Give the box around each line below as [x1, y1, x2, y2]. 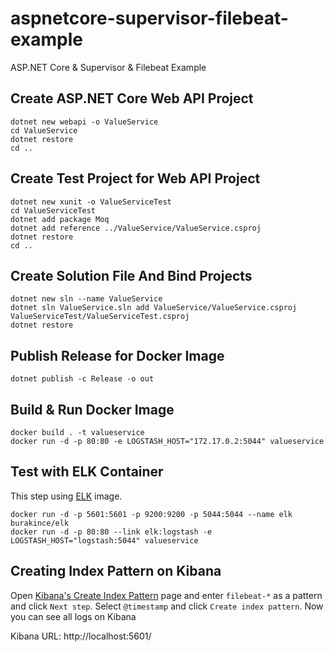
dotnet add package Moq [10, 214, 110, 224]
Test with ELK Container [10, 463, 164, 481]
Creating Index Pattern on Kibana [10, 563, 222, 580]
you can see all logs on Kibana [10, 610, 137, 622]
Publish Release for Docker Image [10, 347, 225, 364]
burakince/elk [10, 518, 70, 528]
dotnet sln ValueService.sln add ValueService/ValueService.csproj [10, 303, 298, 313]
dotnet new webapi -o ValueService [10, 117, 159, 127]
